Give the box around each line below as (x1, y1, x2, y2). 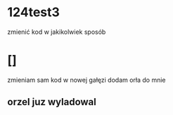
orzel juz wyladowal (7, 96, 96, 108)
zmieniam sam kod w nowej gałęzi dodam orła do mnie (7, 75, 167, 84)
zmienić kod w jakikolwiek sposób (7, 28, 106, 36)
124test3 (7, 4, 60, 20)
